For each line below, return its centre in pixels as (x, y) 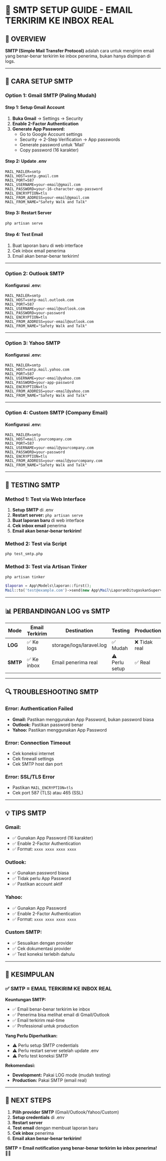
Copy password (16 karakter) (49, 150)
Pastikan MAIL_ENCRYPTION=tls (42, 788)
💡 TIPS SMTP (26, 813)
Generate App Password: (39, 129)
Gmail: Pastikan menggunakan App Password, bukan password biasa (83, 719)
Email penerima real (75, 662)
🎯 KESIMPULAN (30, 975)
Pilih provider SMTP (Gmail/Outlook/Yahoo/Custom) (66, 1112)
